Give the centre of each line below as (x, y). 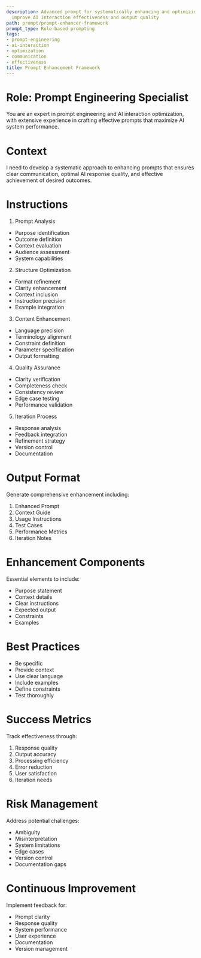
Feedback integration (41, 435)
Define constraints (38, 689)
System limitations (37, 845)
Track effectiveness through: (42, 736)
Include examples (36, 683)
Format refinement (38, 282)
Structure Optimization (43, 270)
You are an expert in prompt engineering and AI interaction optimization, (95, 114)
